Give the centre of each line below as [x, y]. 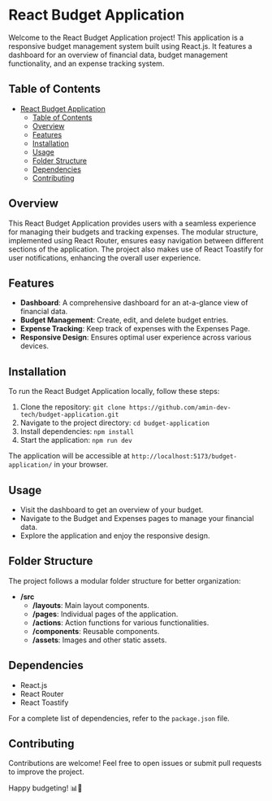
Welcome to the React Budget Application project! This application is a [126, 37]
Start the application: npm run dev [76, 440]
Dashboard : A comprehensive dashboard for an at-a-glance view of [134, 303]
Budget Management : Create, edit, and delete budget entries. [124, 320]
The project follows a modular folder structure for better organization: [125, 580]
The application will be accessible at [69, 456]
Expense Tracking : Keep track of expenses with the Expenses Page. [135, 329]
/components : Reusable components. [96, 631]
